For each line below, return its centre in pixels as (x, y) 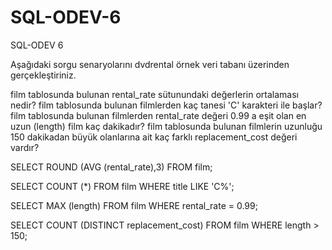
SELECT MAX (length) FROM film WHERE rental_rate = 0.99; (134, 205)
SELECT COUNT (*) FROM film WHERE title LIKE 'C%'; (122, 186)
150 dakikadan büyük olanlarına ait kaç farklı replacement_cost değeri (154, 137)
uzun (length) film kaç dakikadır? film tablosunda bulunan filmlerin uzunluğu (166, 126)
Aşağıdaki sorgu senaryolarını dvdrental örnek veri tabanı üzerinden (150, 64)
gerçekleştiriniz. (43, 75)
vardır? (25, 147)
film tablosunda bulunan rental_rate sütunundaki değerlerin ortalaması (154, 94)
